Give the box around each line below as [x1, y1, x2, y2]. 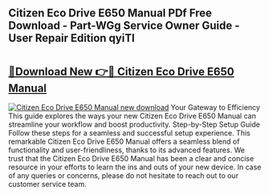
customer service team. [8, 180, 87, 189]
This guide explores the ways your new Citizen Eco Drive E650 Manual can [8, 112, 257, 120]
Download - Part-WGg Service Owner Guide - [8, 19, 240, 33]
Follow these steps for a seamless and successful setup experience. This [8, 128, 251, 137]
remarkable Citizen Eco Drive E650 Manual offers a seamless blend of [8, 136, 240, 146]
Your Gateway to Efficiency [170, 103, 261, 112]
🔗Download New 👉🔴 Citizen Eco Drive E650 [8, 64, 234, 79]
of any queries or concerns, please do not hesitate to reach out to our [8, 171, 239, 180]
